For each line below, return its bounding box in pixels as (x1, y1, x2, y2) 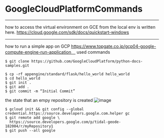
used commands (76, 49, 110, 55)
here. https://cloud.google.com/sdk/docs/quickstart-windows (5, 29, 129, 35)
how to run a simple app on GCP (5, 43, 70, 49)
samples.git (5, 63, 29, 68)
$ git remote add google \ (5, 115, 60, 120)
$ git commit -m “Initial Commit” (5, 89, 76, 94)
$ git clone (5, 59, 29, 64)
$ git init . (5, 80, 32, 85)
